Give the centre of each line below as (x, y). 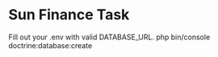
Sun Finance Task (69, 15)
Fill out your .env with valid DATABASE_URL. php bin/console (109, 37)
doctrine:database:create (50, 45)
